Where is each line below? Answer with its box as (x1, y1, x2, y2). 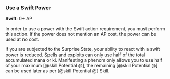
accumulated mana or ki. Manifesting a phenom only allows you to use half (5, 57, 162, 63)
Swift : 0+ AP (5, 16, 32, 22)
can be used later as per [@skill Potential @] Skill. (5, 68, 110, 74)
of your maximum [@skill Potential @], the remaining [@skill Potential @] (5, 63, 158, 69)
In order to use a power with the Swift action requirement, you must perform (5, 25, 165, 32)
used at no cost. (5, 36, 39, 42)
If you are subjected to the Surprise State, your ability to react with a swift (5, 46, 160, 52)
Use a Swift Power (5, 4, 52, 11)
